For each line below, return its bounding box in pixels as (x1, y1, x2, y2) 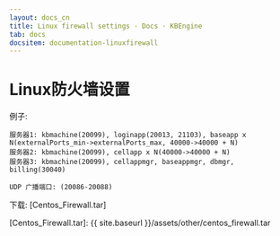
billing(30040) (9, 165, 66, 175)
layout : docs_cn (9, 13, 70, 22)
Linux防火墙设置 (9, 80, 130, 100)
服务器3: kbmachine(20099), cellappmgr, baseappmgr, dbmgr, (9, 158, 235, 167)
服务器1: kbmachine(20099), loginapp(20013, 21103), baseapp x (9, 131, 247, 140)
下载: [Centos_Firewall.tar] (9, 199, 107, 211)
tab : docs (9, 30, 47, 39)
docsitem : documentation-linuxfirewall (9, 38, 159, 48)
